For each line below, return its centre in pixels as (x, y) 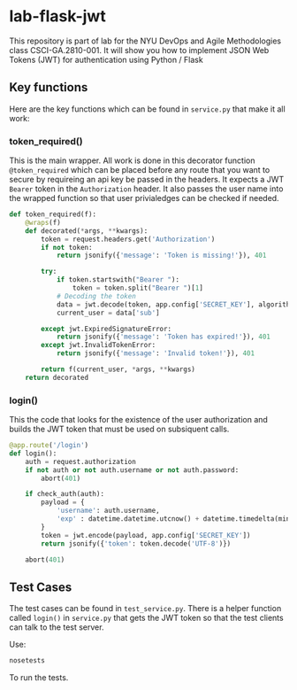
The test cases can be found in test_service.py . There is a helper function (145, 609)
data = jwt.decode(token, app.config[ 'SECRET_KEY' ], (155, 304)
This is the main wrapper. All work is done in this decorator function (132, 160)
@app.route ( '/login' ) (49, 446)
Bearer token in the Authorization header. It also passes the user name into (146, 189)
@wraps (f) (43, 222)
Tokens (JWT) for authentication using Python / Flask (106, 59)
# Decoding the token (96, 296)
